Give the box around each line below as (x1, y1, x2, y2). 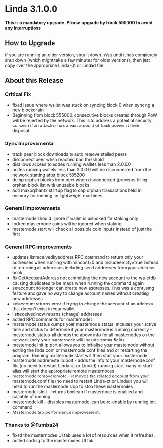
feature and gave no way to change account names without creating (12, 290, 149, 296)
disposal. (12, 128, 31, 134)
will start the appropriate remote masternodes (22, 368, 115, 374)
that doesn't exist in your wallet (12, 306, 75, 312)
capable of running (12, 394, 51, 400)
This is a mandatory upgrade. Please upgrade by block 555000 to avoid (5, 19, 153, 25)
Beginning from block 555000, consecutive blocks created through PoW (12, 112, 157, 118)
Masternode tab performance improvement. (12, 410, 100, 415)
